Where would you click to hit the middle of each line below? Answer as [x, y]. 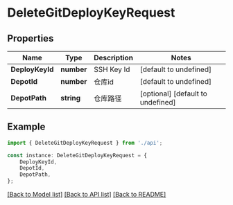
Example [26, 127]
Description [113, 58]
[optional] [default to [174, 93]
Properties [31, 38]
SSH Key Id [112, 69]
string [71, 98]
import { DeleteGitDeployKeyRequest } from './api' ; [85, 143]
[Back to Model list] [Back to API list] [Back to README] [87, 195]
